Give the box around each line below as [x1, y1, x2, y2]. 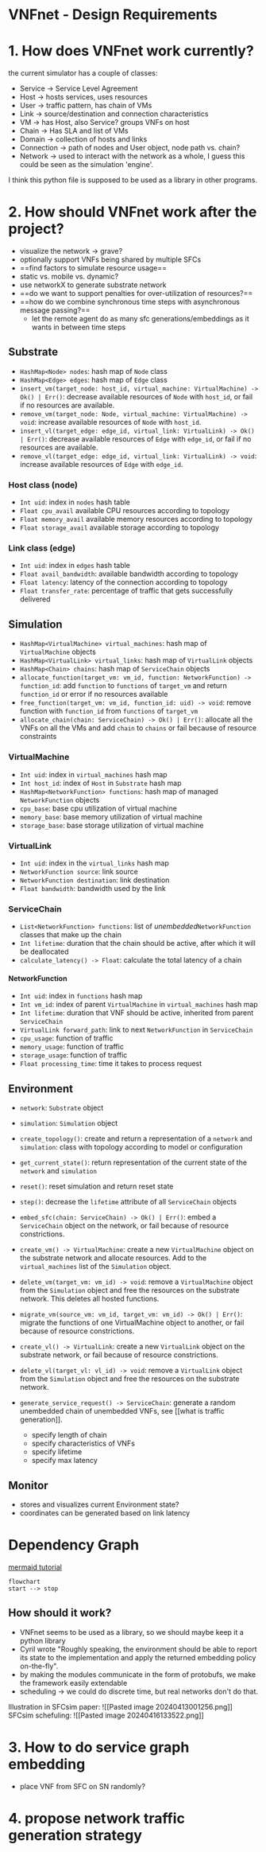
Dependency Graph [8, 1536, 140, 1554]
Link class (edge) [8, 543, 76, 554]
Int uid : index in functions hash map [19, 991, 143, 1001]
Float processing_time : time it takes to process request [19, 1059, 202, 1068]
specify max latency [31, 1456, 98, 1465]
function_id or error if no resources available [19, 690, 168, 699]
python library [19, 1636, 66, 1645]
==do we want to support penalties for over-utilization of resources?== [19, 289, 253, 298]
